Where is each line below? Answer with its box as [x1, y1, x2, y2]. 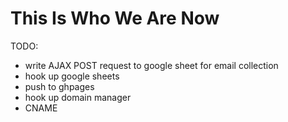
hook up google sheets [24, 70, 120, 82]
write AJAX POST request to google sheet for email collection [24, 59, 279, 71]
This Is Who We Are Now [10, 7, 220, 30]
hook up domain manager [24, 91, 132, 103]
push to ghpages [24, 80, 95, 92]
